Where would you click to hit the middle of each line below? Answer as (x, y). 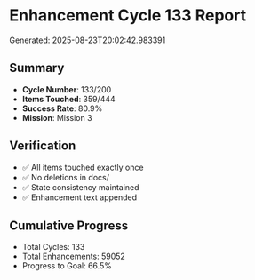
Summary (37, 68)
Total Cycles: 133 (53, 247)
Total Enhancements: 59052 (74, 256)
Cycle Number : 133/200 (67, 89)
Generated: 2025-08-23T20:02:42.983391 (88, 40)
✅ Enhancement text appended (80, 197)
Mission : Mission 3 (57, 117)
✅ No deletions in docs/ (65, 177)
